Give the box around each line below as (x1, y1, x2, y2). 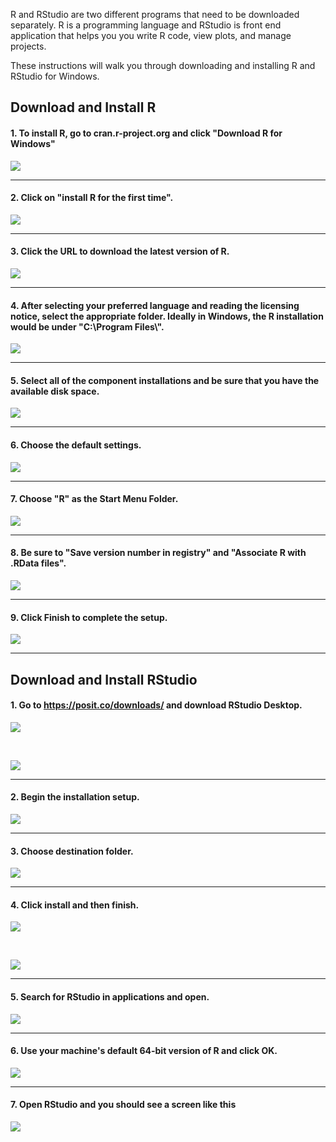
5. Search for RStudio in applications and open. (10, 991, 210, 1003)
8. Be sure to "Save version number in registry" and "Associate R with (10, 547, 307, 559)
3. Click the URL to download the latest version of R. (10, 245, 230, 258)
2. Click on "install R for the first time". (10, 192, 174, 204)
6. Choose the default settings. (10, 439, 142, 451)
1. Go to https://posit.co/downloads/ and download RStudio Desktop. (10, 699, 303, 711)
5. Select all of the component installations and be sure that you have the (10, 374, 320, 386)
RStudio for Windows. (10, 70, 100, 82)
